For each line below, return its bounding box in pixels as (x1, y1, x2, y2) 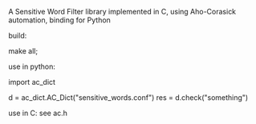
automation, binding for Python (8, 15, 111, 25)
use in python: (8, 62, 56, 71)
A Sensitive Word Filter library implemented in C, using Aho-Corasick (8, 7, 237, 16)
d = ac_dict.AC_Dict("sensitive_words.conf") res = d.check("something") (8, 93, 249, 102)
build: (8, 31, 27, 40)
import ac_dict (8, 78, 56, 86)
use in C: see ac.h (8, 108, 68, 118)
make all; (8, 46, 39, 55)
